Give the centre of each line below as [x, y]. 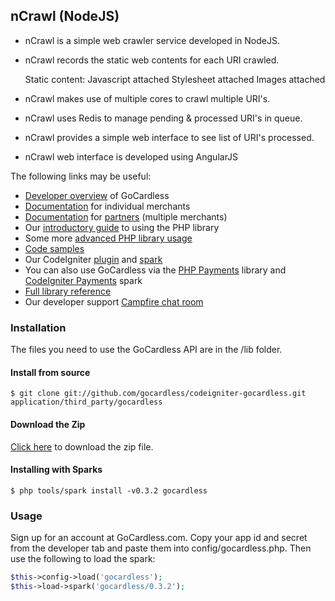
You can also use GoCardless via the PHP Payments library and [155, 270]
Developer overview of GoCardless [97, 195]
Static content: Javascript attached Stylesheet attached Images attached [175, 79]
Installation [38, 327]
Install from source [50, 372]
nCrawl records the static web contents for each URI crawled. [152, 60]
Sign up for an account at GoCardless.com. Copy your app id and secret [159, 538]
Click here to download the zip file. [82, 446]
